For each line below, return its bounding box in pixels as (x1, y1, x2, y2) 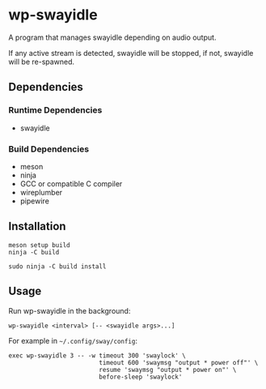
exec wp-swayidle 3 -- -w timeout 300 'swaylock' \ (8, 351, 186, 360)
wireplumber (19, 187, 63, 197)
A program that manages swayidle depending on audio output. (8, 32, 217, 42)
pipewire (19, 196, 50, 206)
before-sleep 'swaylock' (98, 373, 183, 381)
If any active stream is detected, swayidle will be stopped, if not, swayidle (8, 48, 254, 58)
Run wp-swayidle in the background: (8, 306, 131, 315)
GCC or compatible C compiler (19, 178, 123, 188)
